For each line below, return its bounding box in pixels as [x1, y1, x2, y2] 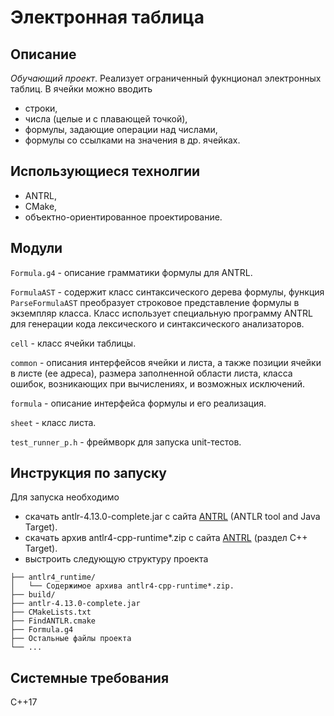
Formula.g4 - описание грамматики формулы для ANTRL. [10, 266, 253, 278]
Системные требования [10, 669, 170, 686]
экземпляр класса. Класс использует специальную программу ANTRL [10, 307, 313, 319]
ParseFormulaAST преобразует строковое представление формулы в [10, 296, 300, 308]
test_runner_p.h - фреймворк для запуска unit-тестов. [10, 436, 242, 448]
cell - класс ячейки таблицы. [10, 337, 137, 349]
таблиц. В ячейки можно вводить [10, 83, 153, 95]
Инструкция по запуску [10, 465, 167, 482]
